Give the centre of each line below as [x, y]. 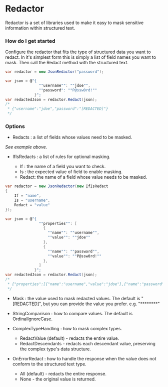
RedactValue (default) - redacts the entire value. [69, 338]
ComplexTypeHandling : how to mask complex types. [67, 328]
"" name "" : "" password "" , [73, 251]
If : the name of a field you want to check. [63, 167]
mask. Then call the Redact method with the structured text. [67, 63]
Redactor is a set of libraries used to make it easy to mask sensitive [74, 23]
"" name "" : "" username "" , [73, 233]
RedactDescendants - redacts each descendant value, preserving [88, 343]
